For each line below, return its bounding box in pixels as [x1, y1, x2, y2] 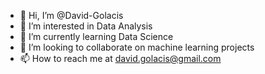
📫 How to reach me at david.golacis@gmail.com [19, 53, 222, 64]
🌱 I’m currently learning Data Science [19, 31, 174, 42]
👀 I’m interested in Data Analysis [19, 20, 153, 32]
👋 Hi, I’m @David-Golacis [19, 10, 124, 21]
